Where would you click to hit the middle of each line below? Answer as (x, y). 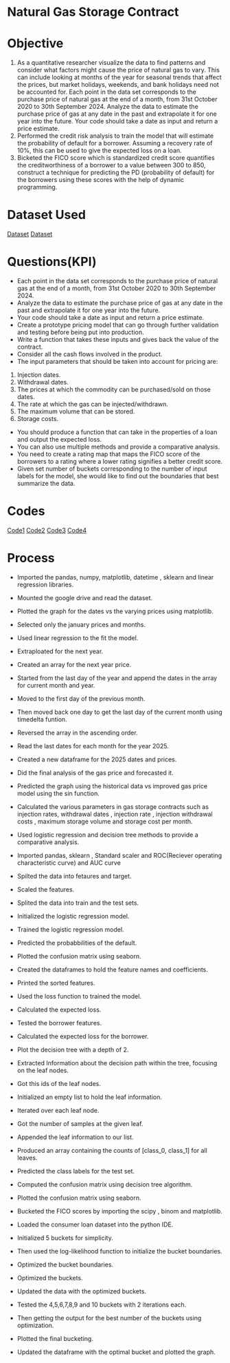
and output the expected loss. (59, 439)
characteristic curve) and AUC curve (69, 863)
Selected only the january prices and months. (81, 624)
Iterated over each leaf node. (58, 1110)
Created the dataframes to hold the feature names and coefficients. (112, 970)
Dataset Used (46, 215)
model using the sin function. (58, 793)
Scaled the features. (46, 889)
